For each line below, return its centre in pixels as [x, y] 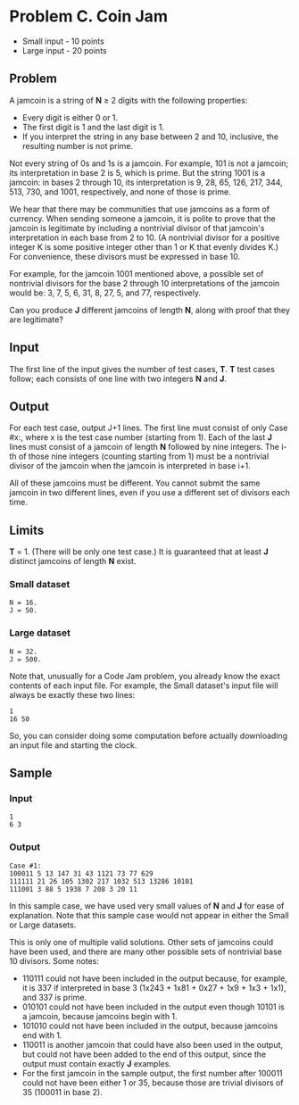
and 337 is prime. [54, 997]
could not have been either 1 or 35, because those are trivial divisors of [153, 1083]
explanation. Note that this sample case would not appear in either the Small [149, 915]
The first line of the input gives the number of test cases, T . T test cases [142, 369]
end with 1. [42, 1035]
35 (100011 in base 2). [62, 1092]
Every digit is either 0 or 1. [70, 117]
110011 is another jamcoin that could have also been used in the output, [153, 1044]
